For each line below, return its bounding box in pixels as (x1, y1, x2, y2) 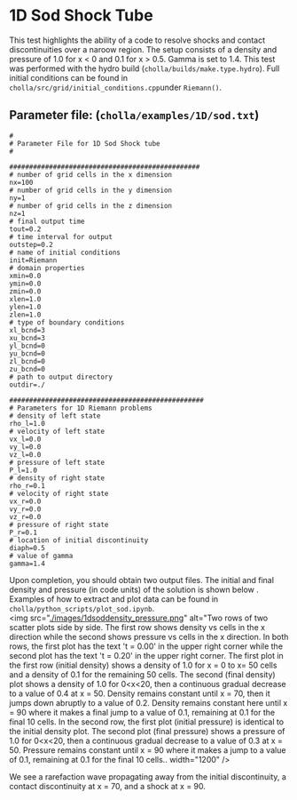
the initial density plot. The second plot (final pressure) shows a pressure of (9, 725, 285, 736)
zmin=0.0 (9, 286, 42, 296)
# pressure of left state (9, 458, 105, 467)
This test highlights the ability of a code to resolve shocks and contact (9, 35, 266, 45)
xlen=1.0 (9, 294, 42, 303)
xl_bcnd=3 (9, 325, 46, 334)
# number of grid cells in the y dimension (9, 186, 173, 195)
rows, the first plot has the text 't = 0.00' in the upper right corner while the (9, 641, 284, 652)
